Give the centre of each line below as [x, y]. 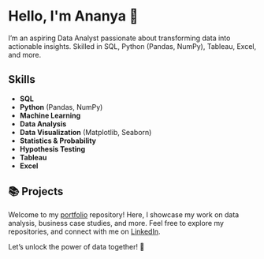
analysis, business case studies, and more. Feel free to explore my [116, 223]
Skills [22, 79]
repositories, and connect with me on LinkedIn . [84, 231]
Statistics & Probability [58, 141]
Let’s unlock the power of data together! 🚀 [76, 246]
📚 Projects [36, 191]
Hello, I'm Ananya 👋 [73, 16]
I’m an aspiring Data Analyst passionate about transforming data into [119, 38]
